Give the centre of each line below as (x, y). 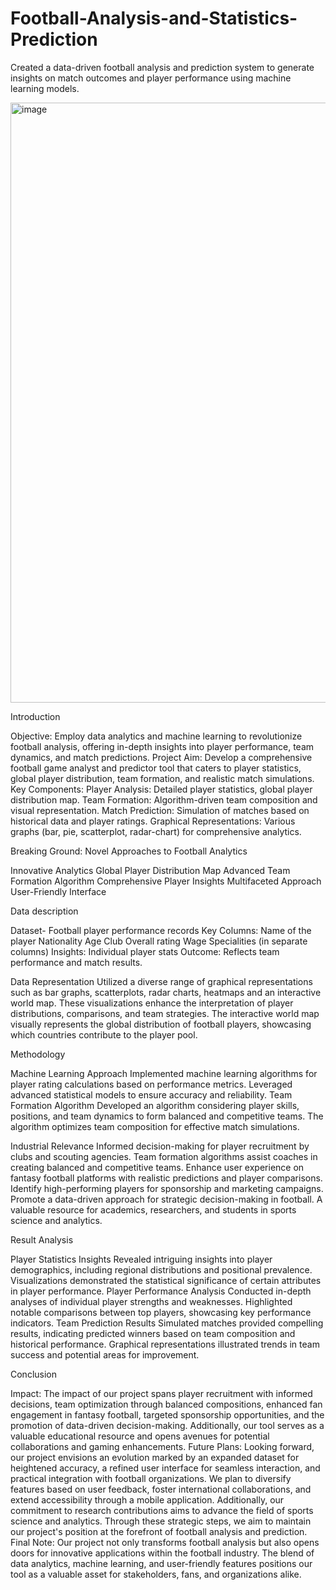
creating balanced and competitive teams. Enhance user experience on (157, 1167)
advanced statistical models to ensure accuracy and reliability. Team (151, 1094)
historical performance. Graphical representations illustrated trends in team (165, 1344)
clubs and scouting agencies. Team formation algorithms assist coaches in (164, 1156)
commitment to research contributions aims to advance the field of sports (162, 1510)
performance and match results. (76, 962)
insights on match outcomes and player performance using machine (151, 78)
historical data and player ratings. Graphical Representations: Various (153, 821)
